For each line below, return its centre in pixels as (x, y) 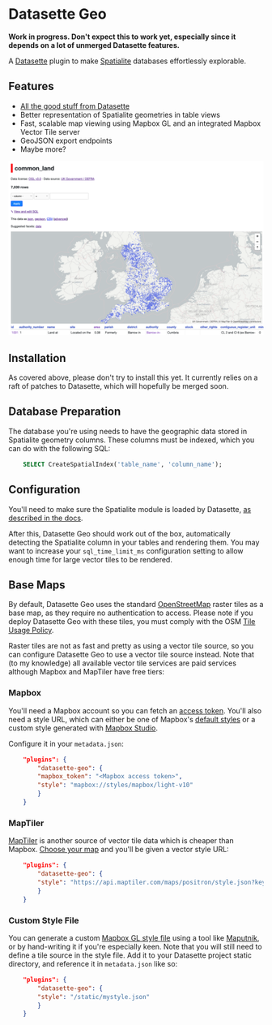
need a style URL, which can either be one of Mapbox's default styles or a (132, 719)
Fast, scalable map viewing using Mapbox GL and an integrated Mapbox (140, 123)
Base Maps (37, 585)
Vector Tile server (50, 131)
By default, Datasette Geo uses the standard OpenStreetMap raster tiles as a (136, 605)
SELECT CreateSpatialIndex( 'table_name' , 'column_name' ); (123, 464)
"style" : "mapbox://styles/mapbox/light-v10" (116, 785)
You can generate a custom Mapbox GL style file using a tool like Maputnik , (134, 937)
